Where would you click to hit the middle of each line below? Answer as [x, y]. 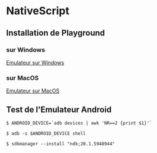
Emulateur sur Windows [35, 62]
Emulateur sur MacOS [33, 91]
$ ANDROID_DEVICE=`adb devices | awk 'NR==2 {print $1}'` [79, 123]
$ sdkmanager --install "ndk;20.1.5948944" [61, 144]
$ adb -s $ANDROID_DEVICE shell [46, 133]
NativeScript [38, 11]
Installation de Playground [56, 33]
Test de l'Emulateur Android [59, 109]
